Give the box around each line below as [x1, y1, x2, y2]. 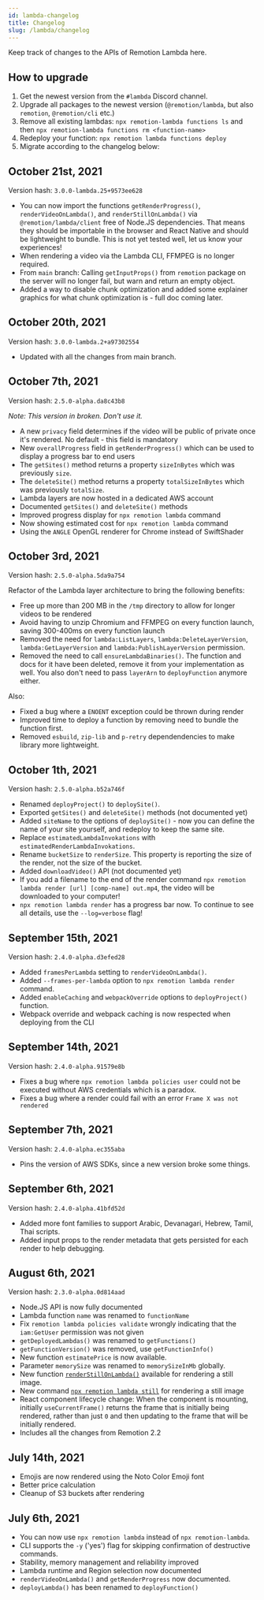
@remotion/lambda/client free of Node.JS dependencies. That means [19, 218, 246, 227]
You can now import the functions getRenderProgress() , [19, 201, 201, 210]
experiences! [19, 243, 62, 252]
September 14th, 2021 [8, 1040, 119, 1054]
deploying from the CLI [19, 1018, 95, 1027]
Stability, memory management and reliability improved [19, 1557, 199, 1567]
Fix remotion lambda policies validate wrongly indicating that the [19, 1319, 236, 1329]
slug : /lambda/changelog [8, 26, 90, 34]
